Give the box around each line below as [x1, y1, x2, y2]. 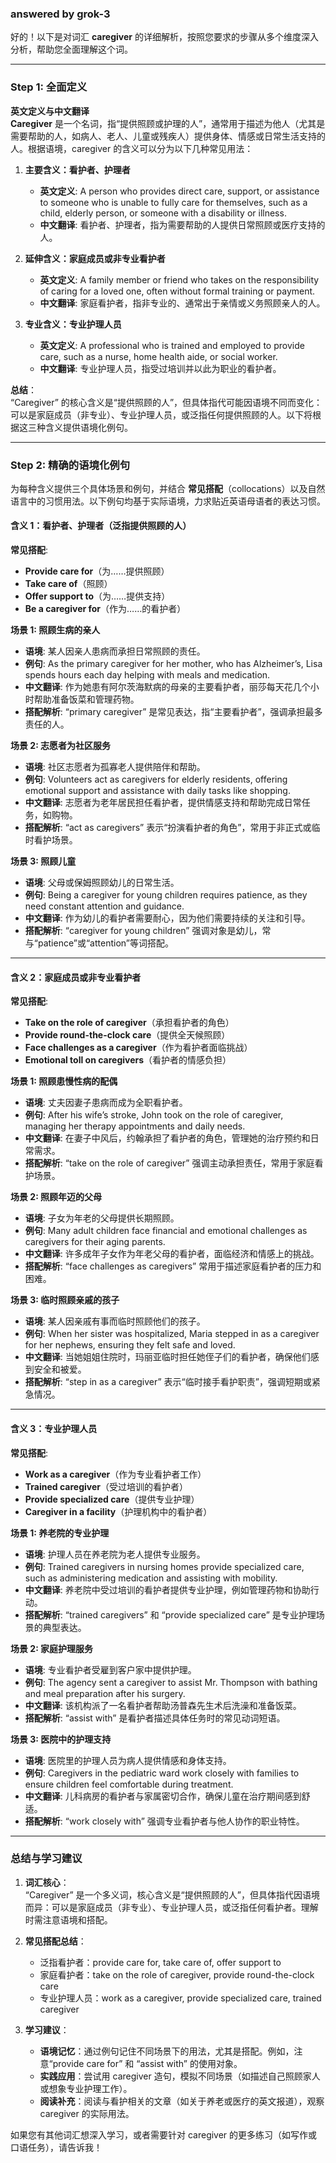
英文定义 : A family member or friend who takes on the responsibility [39, 273, 320, 286]
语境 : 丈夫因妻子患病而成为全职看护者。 [24, 1097, 188, 1109]
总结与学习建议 [10, 1852, 83, 1866]
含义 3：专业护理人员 [10, 1422, 98, 1434]
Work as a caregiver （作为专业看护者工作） [24, 1468, 207, 1480]
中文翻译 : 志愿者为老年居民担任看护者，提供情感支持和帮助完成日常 [24, 797, 302, 809]
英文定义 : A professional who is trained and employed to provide [39, 339, 305, 351]
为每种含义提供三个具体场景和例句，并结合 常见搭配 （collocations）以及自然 [10, 482, 326, 494]
